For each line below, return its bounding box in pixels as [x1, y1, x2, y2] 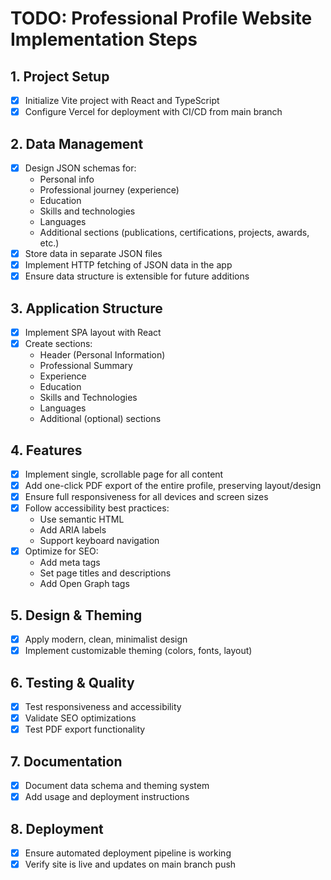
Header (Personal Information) [39, 349, 166, 361]
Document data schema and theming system [24, 780, 210, 791]
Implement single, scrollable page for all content [24, 468, 224, 480]
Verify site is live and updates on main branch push [24, 858, 237, 870]
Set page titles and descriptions [39, 567, 172, 579]
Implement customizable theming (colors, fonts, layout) [24, 645, 253, 657]
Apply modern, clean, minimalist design [24, 633, 188, 646]
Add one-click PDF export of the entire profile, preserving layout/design [24, 480, 322, 491]
